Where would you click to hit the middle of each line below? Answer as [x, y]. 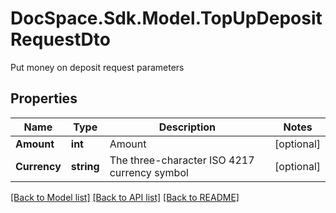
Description [187, 127]
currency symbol [149, 172]
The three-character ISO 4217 [182, 160]
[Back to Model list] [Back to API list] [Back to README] [125, 197]
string [85, 166]
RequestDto [60, 39]
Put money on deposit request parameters [97, 67]
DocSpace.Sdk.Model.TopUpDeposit [166, 18]
